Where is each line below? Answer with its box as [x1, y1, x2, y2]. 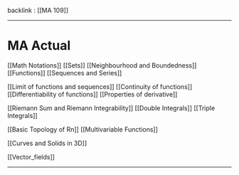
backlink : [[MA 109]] [7, 6, 69, 14]
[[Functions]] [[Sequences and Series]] [7, 68, 122, 77]
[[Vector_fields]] [7, 152, 55, 161]
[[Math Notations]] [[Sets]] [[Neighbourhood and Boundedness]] [7, 60, 197, 70]
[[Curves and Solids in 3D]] [7, 139, 87, 147]
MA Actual [7, 38, 71, 54]
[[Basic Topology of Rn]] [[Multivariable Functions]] [7, 124, 159, 134]
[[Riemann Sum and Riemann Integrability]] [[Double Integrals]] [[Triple [7, 103, 216, 112]
